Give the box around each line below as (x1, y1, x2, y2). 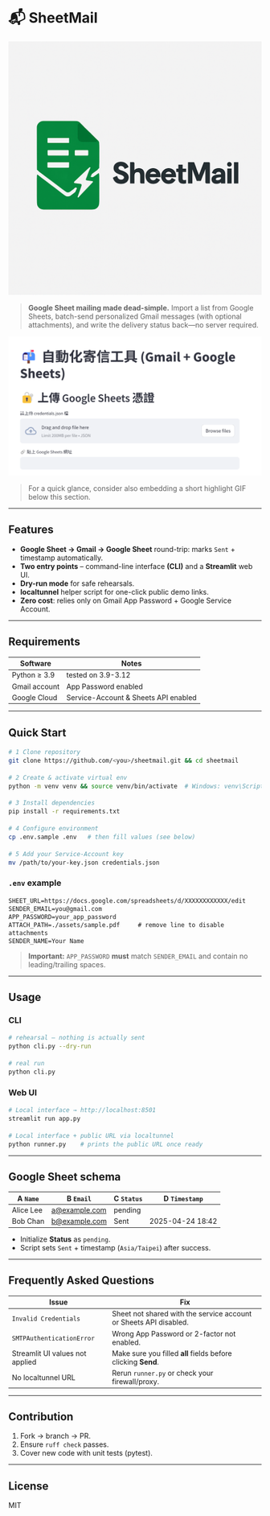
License (8, 1479, 49, 1493)
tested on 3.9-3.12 (66, 670, 131, 680)
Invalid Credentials (11, 1315, 81, 1323)
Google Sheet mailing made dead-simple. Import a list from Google (27, 303, 254, 312)
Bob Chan (11, 1217, 45, 1226)
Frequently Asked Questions (8, 1274, 155, 1287)
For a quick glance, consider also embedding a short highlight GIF (27, 484, 247, 493)
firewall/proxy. (112, 1377, 159, 1386)
